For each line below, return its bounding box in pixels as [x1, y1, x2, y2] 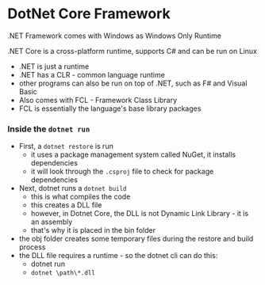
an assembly [30, 217, 73, 226]
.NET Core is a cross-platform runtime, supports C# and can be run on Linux [7, 46, 257, 55]
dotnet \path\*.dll [30, 269, 96, 277]
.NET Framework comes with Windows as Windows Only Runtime [7, 31, 221, 40]
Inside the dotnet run [7, 123, 90, 135]
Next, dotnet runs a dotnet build [18, 184, 128, 193]
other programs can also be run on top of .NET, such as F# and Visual [18, 78, 248, 88]
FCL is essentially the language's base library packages [18, 104, 202, 113]
